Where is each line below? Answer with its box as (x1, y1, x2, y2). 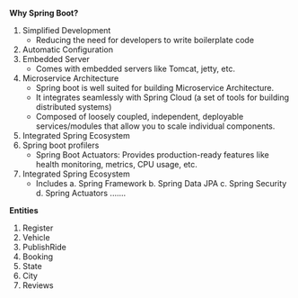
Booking (22, 251, 54, 262)
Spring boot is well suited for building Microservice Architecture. (35, 83, 275, 93)
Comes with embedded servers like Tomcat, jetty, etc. (35, 63, 236, 74)
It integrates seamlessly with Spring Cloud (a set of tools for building (35, 92, 290, 103)
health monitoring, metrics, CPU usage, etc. (35, 159, 197, 169)
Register (22, 222, 54, 233)
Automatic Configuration (22, 44, 114, 55)
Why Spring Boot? (9, 8, 79, 18)
